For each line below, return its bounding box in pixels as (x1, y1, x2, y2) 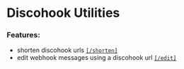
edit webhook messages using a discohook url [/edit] (16, 54, 177, 62)
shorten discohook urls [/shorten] (16, 46, 118, 54)
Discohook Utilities (6, 5, 120, 21)
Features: (6, 30, 40, 40)
